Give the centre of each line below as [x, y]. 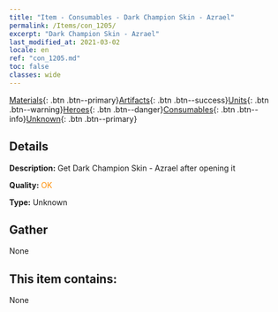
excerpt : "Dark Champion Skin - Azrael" [85, 34]
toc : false [29, 67]
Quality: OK [31, 185]
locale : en [29, 50]
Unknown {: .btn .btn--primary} [82, 118]
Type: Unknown [38, 202]
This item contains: [63, 279]
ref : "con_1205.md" [45, 58]
